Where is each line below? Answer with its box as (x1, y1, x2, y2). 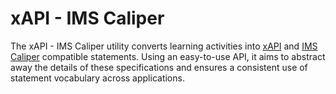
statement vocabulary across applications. (10, 72, 185, 84)
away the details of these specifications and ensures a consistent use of (10, 61, 308, 73)
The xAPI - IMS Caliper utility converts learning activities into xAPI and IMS (10, 40, 318, 52)
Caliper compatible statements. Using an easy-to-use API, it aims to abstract (10, 50, 326, 62)
